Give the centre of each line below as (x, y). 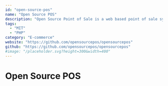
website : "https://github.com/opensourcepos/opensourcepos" (69, 42)
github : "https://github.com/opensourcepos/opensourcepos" (68, 47)
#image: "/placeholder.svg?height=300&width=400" (58, 51)
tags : (11, 24)
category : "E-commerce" (30, 38)
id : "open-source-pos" (29, 10)
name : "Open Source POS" (31, 14)
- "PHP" (18, 33)
